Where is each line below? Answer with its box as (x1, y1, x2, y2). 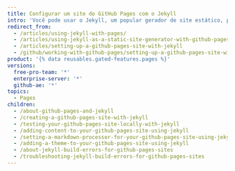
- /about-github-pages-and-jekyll (13, 107, 114, 114)
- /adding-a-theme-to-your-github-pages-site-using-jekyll (13, 140, 190, 147)
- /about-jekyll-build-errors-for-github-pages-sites (13, 147, 173, 154)
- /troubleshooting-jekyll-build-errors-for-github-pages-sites (13, 153, 205, 161)
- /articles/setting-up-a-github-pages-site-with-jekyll (13, 43, 183, 50)
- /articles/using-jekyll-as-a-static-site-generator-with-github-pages (13, 36, 230, 43)
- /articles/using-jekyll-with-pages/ (13, 29, 127, 37)
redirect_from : (7, 23, 52, 30)
